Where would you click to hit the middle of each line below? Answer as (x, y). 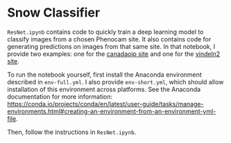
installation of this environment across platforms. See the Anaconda (104, 89)
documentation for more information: (60, 96)
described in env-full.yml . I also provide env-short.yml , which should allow (115, 82)
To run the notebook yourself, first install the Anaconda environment (105, 75)
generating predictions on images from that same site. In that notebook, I (111, 46)
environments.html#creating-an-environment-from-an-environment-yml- (112, 111)
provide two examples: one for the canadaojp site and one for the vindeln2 (114, 54)
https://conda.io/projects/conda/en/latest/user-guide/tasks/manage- (105, 104)
